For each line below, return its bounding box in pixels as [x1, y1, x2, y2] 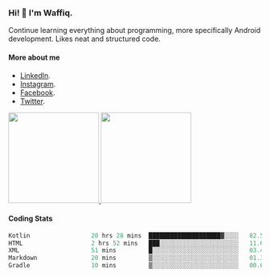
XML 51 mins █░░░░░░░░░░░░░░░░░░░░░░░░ [8, 246, 239, 254]
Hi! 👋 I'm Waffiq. [8, 7, 73, 19]
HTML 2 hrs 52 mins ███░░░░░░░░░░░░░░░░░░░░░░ [8, 239, 239, 247]
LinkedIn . [19, 70, 51, 80]
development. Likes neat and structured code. [8, 34, 161, 43]
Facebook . [19, 88, 55, 97]
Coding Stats [8, 213, 53, 224]
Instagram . [19, 79, 56, 89]
